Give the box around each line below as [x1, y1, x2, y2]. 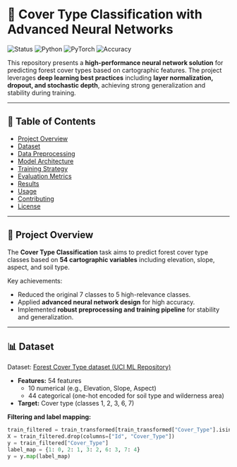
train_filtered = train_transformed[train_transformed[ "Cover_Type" [7, 427, 213, 434]
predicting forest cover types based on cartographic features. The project [7, 66, 222, 74]
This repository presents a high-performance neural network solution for [7, 58, 224, 66]
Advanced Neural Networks [7, 21, 174, 37]
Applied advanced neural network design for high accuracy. [17, 297, 195, 306]
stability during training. [7, 88, 76, 97]
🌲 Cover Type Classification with [7, 6, 202, 23]
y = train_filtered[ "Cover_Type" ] [7, 439, 109, 447]
